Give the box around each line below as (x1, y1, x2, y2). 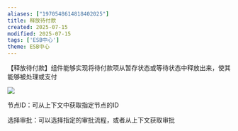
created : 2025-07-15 (7, 23, 69, 30)
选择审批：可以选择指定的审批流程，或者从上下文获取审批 (7, 116, 175, 124)
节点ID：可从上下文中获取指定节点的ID (7, 101, 119, 109)
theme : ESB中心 (7, 43, 50, 50)
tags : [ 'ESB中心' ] (7, 37, 59, 44)
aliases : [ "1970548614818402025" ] (7, 10, 110, 18)
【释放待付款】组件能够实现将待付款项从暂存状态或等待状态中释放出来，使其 (7, 64, 231, 72)
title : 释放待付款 (7, 17, 57, 24)
